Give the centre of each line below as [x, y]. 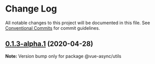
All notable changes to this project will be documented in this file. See [78, 23]
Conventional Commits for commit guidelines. [53, 28]
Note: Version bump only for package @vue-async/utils [63, 56]
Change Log [31, 9]
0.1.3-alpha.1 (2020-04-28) [49, 44]
